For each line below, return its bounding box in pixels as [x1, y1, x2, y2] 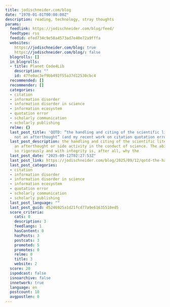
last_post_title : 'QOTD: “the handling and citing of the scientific [10, 129, 159, 135]
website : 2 [14, 261, 37, 267]
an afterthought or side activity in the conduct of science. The [14, 144, 157, 149]
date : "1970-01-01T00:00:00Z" [5, 12, 69, 17]
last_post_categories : [10, 162, 58, 167]
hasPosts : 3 [14, 233, 39, 238]
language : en [10, 285, 37, 290]
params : [5, 21, 22, 27]
